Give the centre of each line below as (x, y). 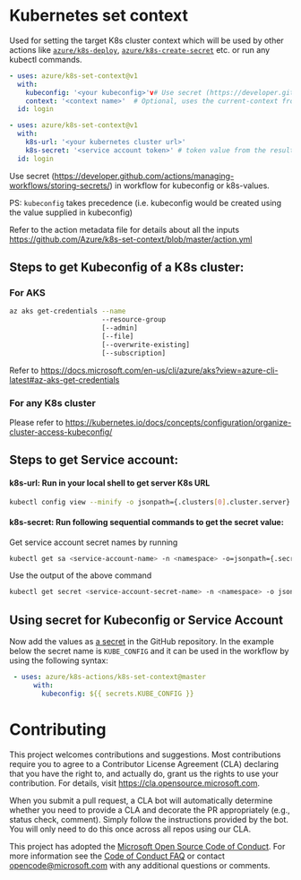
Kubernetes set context (99, 16)
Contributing (58, 729)
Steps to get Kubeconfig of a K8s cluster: (127, 267)
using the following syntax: (59, 660)
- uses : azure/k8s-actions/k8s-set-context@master (109, 677)
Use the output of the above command (81, 575)
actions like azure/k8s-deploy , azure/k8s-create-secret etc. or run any (140, 49)
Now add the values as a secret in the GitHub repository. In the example (142, 642)
